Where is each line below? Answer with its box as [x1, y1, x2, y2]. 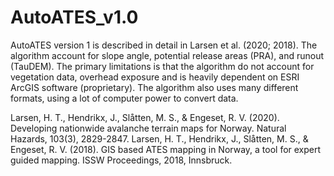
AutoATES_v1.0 [10, 6, 139, 29]
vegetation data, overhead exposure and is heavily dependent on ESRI [10, 71, 300, 83]
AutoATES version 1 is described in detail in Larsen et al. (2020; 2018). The [10, 39, 318, 51]
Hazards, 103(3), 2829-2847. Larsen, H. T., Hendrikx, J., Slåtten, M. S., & [10, 132, 309, 145]
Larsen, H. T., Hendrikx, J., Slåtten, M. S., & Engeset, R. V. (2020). [10, 111, 280, 123]
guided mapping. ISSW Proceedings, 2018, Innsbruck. [10, 154, 233, 166]
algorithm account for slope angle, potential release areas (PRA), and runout [10, 49, 325, 61]
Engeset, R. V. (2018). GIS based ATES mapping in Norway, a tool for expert [10, 143, 322, 155]
